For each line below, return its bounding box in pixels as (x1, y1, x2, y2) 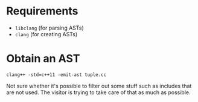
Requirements (6, 4, 78, 18)
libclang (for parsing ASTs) (14, 24, 84, 31)
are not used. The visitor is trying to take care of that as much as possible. (6, 89, 191, 96)
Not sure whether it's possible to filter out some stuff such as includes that (6, 82, 192, 89)
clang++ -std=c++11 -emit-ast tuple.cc (6, 71, 107, 78)
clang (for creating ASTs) (14, 30, 78, 37)
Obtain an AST (6, 52, 80, 66)
